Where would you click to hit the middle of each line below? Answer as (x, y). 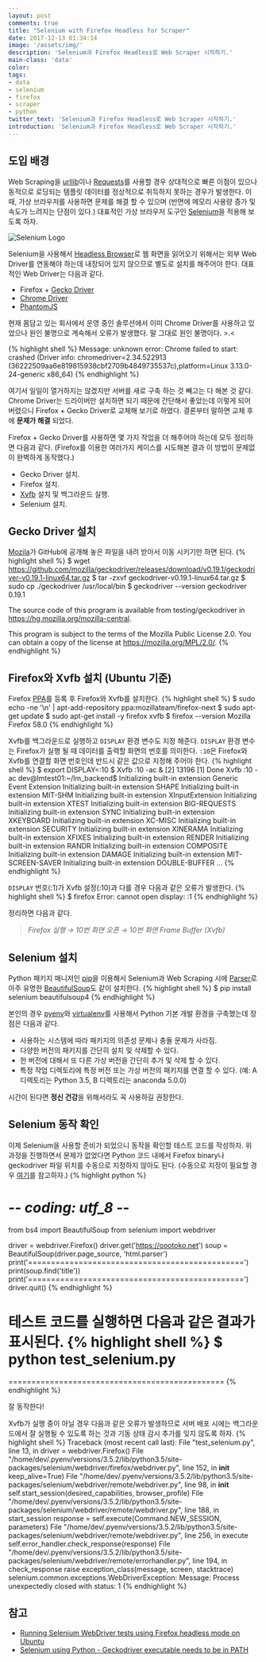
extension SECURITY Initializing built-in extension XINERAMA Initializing (126, 829)
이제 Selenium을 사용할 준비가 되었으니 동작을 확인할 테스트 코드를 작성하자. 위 (130, 1145)
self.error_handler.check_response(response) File (89, 1543)
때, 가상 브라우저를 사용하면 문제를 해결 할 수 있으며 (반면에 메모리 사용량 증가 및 (132, 201)
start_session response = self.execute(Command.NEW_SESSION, (115, 1518)
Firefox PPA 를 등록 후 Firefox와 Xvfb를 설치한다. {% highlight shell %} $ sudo (132, 699)
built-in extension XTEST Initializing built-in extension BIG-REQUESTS (122, 804)
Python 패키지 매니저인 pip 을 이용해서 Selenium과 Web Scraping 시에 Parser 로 (133, 978)
